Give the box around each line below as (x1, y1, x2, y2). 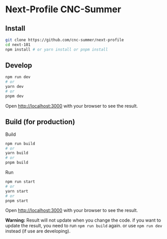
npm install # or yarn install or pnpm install (5, 47, 108, 52)
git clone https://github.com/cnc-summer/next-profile (5, 37, 124, 42)
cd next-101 (5, 42, 31, 47)
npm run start (5, 179, 36, 184)
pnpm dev (5, 93, 24, 99)
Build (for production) (5, 117, 75, 126)
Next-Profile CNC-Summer (5, 4, 121, 15)
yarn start (5, 188, 29, 194)
